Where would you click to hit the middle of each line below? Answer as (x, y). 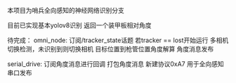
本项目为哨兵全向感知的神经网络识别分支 (66, 10)
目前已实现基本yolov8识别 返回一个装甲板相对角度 (79, 25)
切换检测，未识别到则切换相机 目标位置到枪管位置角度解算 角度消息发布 (111, 49)
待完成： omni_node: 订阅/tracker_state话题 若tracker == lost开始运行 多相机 (118, 40)
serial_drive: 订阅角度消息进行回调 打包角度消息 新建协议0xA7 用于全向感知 (116, 64)
